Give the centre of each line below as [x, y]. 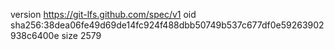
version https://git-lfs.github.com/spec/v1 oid [103, 14]
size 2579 [81, 35]
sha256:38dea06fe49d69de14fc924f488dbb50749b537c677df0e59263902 [167, 25]
